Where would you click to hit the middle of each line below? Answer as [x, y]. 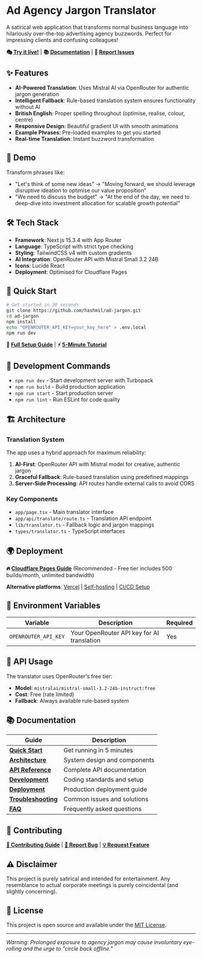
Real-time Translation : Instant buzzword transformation [84, 138]
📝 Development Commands [58, 366]
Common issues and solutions [106, 799]
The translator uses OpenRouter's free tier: [59, 676]
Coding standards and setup [104, 780]
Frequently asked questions [103, 809]
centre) [24, 119]
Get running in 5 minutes [98, 750]
